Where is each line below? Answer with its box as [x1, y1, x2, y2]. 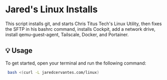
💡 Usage [5, 46, 33, 55]
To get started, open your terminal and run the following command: [5, 60, 147, 66]
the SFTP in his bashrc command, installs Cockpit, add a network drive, [5, 26, 156, 32]
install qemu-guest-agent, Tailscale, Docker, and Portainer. [5, 31, 129, 37]
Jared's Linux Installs [5, 4, 98, 15]
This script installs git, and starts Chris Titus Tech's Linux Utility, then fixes [5, 21, 162, 27]
